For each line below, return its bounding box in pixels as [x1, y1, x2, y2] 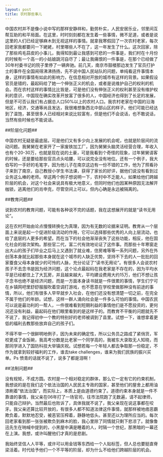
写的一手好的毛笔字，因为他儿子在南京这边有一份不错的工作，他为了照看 [9, 161, 154, 168]
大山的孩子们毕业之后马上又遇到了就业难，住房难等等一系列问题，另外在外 [9, 247, 158, 253]
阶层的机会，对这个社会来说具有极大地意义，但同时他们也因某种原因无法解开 [5, 180, 158, 186]
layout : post [5, 7, 32, 12]
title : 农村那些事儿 [5, 12, 42, 17]
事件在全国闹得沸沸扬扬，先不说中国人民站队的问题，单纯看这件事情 [13, 68, 149, 74]
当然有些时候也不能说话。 [5, 117, 56, 123]
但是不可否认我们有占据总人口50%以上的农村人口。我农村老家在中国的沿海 [5, 98, 155, 105]
